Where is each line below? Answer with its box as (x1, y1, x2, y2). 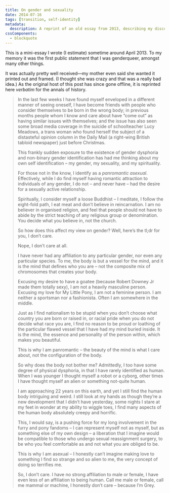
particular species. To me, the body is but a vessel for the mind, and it (17, 257, 163, 264)
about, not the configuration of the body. (17, 352, 103, 358)
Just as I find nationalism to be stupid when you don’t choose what (17, 310, 157, 316)
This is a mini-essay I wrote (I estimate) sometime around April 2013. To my (5, 49, 162, 56)
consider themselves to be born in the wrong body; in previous (17, 107, 149, 113)
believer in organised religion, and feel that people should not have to (17, 207, 162, 213)
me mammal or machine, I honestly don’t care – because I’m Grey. (17, 482, 155, 488)
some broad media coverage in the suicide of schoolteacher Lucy (17, 123, 155, 129)
